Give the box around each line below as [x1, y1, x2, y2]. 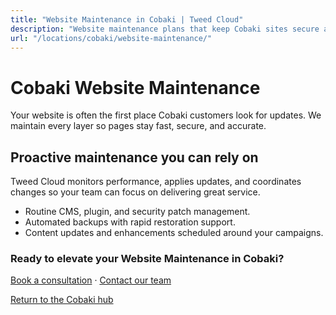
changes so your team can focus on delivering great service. [10, 186, 261, 198]
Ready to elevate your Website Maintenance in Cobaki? [10, 252, 285, 266]
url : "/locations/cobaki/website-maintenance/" [10, 33, 213, 43]
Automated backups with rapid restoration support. [24, 216, 236, 228]
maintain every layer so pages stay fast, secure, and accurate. [10, 120, 267, 132]
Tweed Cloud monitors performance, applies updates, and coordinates [10, 176, 302, 188]
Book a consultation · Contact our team [10, 274, 172, 286]
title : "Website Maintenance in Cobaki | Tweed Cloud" [10, 14, 244, 25]
